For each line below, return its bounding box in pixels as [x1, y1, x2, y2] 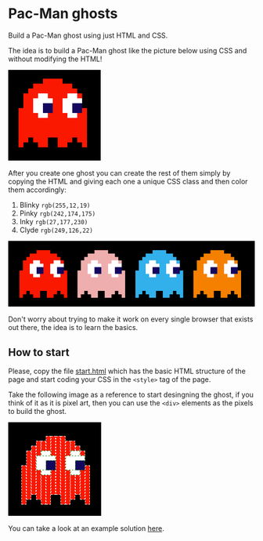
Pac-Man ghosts [8, 5, 118, 23]
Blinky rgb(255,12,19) [19, 200, 91, 209]
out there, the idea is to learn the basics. [8, 323, 139, 332]
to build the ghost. [8, 407, 67, 416]
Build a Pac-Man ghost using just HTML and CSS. [8, 31, 168, 40]
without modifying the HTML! [8, 54, 103, 64]
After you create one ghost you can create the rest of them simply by [8, 168, 231, 177]
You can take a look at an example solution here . [8, 524, 164, 533]
